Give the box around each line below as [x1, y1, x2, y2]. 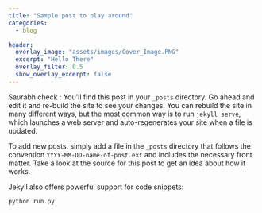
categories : [8, 19, 48, 27]
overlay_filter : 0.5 [15, 63, 83, 72]
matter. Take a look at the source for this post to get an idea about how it [8, 158, 246, 168]
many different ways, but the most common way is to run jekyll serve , [8, 109, 241, 118]
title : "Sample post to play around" [8, 11, 133, 20]
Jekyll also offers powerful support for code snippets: [8, 182, 184, 192]
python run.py [8, 197, 56, 205]
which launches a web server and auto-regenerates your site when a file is [8, 117, 252, 127]
